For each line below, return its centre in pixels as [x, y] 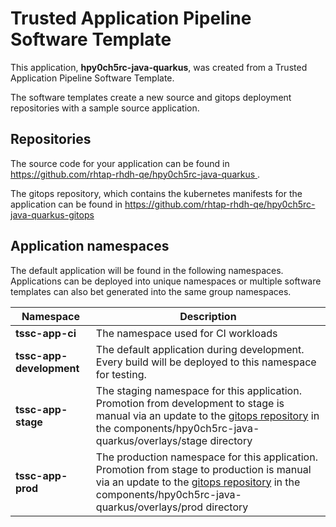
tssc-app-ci [46, 333]
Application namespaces [90, 246]
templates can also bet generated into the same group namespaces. [151, 291]
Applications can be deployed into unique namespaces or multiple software [166, 281]
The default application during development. [200, 349]
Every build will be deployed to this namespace [206, 362]
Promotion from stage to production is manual [203, 469]
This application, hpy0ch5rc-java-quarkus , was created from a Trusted [159, 67]
